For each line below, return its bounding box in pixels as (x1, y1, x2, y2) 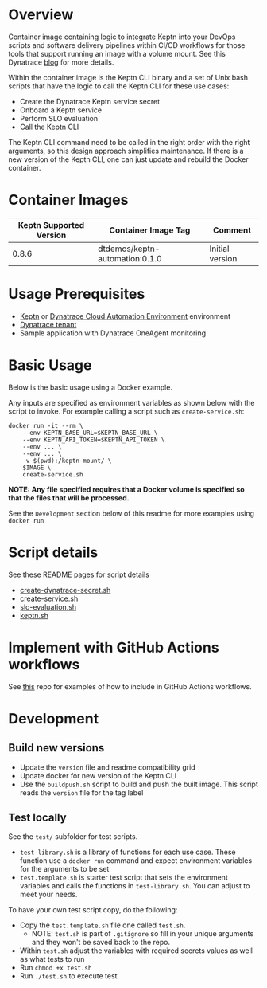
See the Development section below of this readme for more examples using (8, 508, 255, 518)
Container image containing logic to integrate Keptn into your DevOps (8, 32, 236, 41)
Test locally (8, 811, 67, 825)
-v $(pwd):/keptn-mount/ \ (22, 457, 112, 465)
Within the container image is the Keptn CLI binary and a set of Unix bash (8, 73, 249, 82)
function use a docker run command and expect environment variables (19, 856, 253, 865)
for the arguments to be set (19, 864, 110, 874)
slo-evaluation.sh (19, 602, 77, 611)
